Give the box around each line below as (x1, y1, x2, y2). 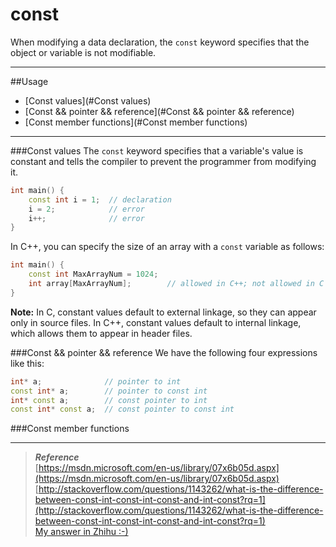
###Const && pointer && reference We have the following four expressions (10, 346, 318, 358)
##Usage (10, 75, 49, 87)
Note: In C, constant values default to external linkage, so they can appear (10, 306, 317, 318)
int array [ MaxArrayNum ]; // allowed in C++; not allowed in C (28, 279, 325, 289)
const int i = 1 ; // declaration (28, 194, 172, 205)
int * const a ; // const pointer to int (10, 395, 208, 405)
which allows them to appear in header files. (10, 327, 193, 339)
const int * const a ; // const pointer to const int (10, 404, 235, 415)
